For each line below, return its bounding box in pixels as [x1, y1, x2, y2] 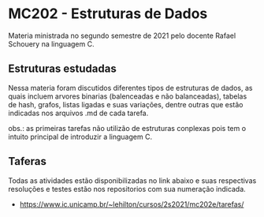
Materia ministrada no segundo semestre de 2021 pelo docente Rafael [8, 31, 236, 40]
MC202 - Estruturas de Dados [8, 5, 208, 23]
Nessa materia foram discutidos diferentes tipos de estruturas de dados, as [8, 83, 253, 92]
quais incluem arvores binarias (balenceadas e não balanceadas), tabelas [8, 92, 247, 101]
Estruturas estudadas [8, 62, 117, 76]
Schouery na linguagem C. [8, 39, 95, 48]
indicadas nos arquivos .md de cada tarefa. [8, 108, 149, 118]
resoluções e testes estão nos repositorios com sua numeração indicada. [8, 184, 246, 193]
